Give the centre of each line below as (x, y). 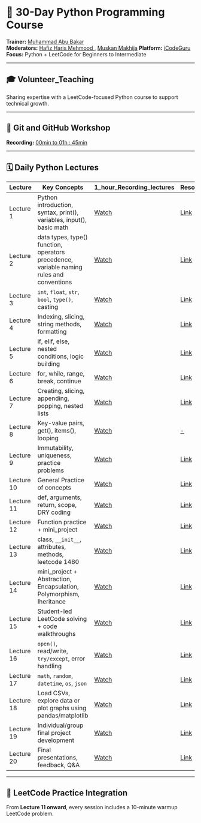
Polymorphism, (58, 594)
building (49, 364)
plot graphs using (62, 708)
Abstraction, (54, 579)
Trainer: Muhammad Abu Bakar (45, 41)
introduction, (55, 205)
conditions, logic (60, 356)
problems (51, 470)
